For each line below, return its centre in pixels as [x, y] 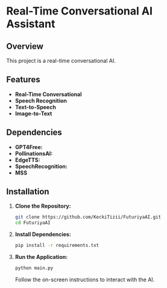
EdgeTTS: [27, 160]
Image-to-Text [33, 114]
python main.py [34, 268]
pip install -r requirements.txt [57, 246]
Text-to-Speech [35, 107]
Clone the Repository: [43, 206]
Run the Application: [41, 257]
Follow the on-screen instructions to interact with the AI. [85, 280]
